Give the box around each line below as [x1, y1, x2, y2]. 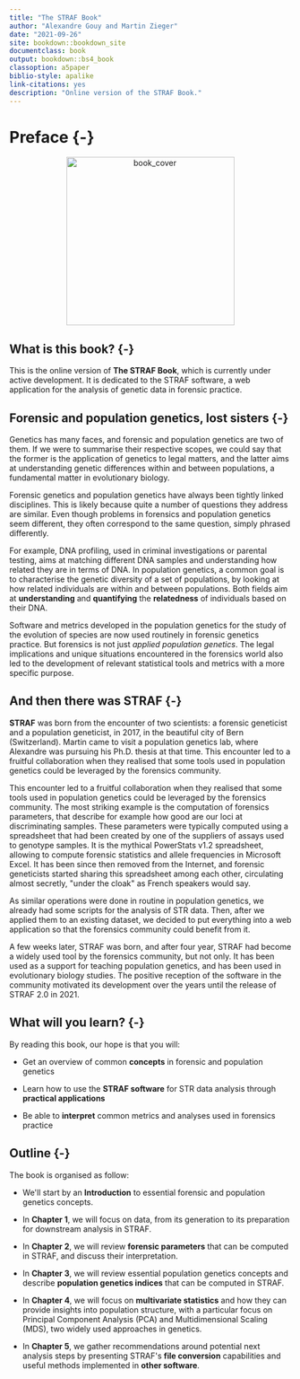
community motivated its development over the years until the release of [9, 979, 277, 990]
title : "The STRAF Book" [9, 13, 102, 22]
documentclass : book [9, 47, 87, 56]
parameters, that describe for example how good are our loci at [9, 811, 244, 821]
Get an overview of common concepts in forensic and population [21, 1056, 264, 1067]
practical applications [21, 1093, 106, 1103]
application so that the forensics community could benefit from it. [9, 924, 251, 935]
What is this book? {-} [9, 341, 134, 356]
